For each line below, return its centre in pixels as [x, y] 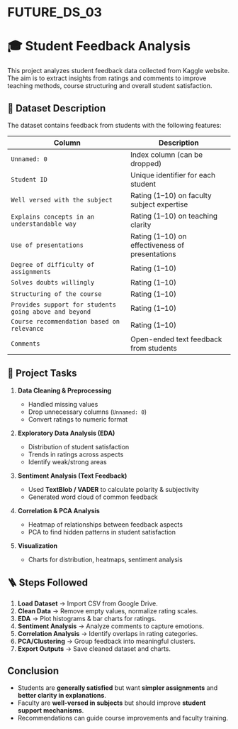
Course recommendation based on [66, 321]
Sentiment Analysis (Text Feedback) [72, 476]
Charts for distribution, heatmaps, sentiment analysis [105, 559]
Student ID [29, 179]
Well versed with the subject [62, 200]
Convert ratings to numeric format [78, 419]
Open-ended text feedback [176, 339]
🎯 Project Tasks [42, 373]
